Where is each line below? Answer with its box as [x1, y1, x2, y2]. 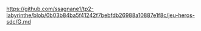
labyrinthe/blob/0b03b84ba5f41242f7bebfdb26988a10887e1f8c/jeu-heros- [6, 12, 195, 19]
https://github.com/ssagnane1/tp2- [6, 5, 94, 12]
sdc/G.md [6, 18, 32, 25]
